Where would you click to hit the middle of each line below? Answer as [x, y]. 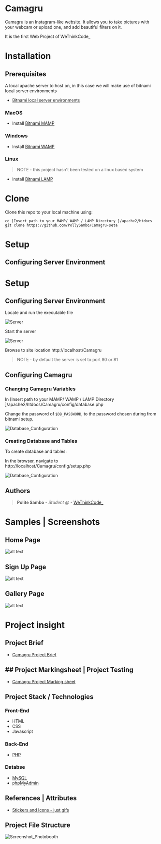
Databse [15, 767]
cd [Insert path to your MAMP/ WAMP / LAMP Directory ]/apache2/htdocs [79, 221]
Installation [28, 56]
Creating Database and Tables [41, 441]
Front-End [17, 711]
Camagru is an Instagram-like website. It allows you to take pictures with [77, 22]
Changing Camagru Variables [40, 389]
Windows [16, 136]
